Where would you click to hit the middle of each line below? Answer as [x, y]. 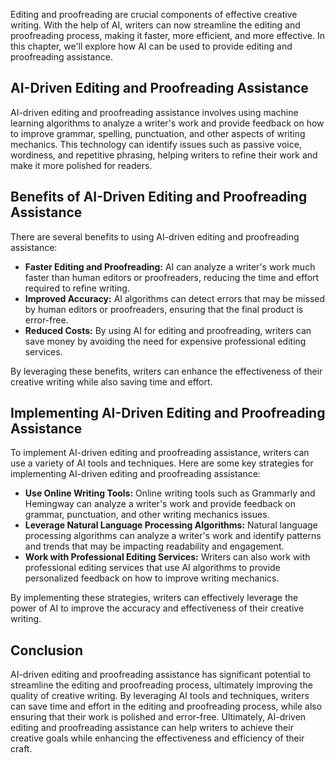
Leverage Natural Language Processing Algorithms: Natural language [171, 525]
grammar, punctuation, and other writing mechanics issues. [147, 515]
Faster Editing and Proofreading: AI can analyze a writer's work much [170, 266]
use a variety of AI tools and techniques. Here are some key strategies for [162, 463]
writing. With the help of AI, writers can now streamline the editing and [155, 25]
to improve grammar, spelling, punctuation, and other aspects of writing [158, 133]
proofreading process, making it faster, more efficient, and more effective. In [167, 35]
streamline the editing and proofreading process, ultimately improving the [161, 685]
